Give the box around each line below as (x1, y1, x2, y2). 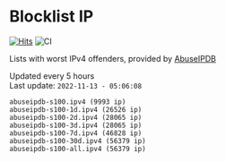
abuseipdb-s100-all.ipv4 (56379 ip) (9, 144, 146, 153)
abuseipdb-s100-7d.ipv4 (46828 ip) (9, 128, 143, 138)
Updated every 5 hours (9, 70, 95, 81)
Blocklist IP (9, 6, 94, 27)
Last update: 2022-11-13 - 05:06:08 (9, 80, 142, 90)
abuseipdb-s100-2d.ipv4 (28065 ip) (9, 113, 143, 122)
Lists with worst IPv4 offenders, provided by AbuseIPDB (9, 53, 217, 64)
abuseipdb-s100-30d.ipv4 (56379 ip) (9, 136, 146, 145)
